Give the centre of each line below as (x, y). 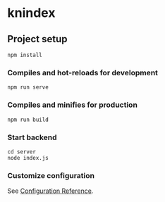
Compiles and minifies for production (72, 105)
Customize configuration (51, 175)
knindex (31, 13)
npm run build (28, 120)
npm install (25, 55)
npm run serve (28, 87)
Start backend (32, 137)
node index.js (28, 158)
